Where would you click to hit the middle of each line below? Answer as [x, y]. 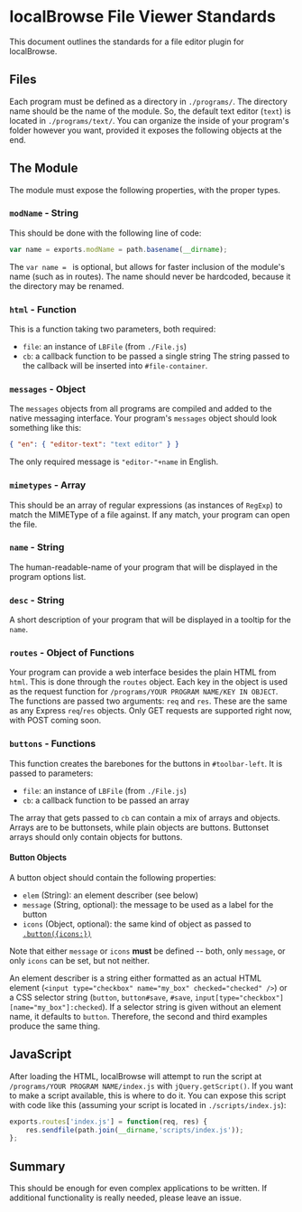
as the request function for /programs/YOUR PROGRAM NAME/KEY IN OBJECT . [144, 692]
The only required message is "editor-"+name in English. [114, 461]
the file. [23, 524]
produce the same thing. [55, 1026]
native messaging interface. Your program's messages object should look [143, 418]
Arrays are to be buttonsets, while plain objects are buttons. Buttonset [139, 827]
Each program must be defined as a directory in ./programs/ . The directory [149, 101]
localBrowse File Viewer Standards [143, 17]
